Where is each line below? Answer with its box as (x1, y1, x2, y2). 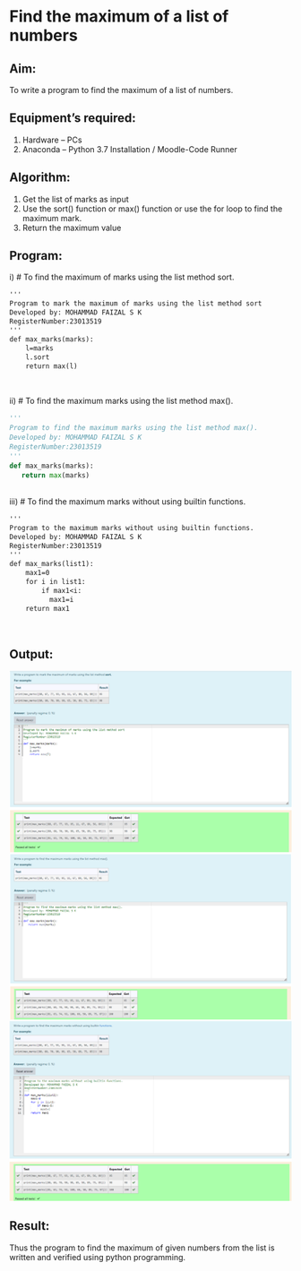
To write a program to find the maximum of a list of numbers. (9, 85, 234, 95)
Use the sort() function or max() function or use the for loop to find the (21, 203, 283, 214)
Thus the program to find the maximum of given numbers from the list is (9, 1242, 275, 1253)
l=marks (25, 344, 54, 353)
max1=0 (25, 569, 50, 578)
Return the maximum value (21, 222, 122, 233)
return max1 (25, 605, 70, 614)
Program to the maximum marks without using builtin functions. (9, 524, 254, 533)
